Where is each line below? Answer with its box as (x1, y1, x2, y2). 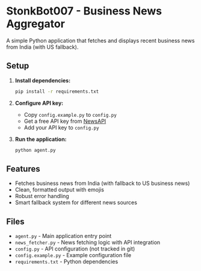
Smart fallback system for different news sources (14, 199, 137, 206)
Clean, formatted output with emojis (14, 186, 104, 193)
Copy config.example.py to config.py (23, 111, 117, 118)
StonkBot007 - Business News (6, 4, 162, 18)
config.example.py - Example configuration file (14, 252, 131, 259)
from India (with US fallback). (6, 43, 79, 51)
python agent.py (14, 147, 56, 153)
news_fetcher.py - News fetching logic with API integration (14, 239, 161, 246)
